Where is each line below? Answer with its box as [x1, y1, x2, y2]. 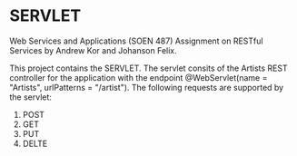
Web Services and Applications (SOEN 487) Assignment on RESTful [9, 35, 263, 46]
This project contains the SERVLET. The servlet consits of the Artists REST [9, 63, 288, 73]
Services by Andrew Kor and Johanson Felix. [9, 44, 177, 55]
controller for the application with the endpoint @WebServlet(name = [9, 72, 268, 83]
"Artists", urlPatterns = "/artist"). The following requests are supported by [9, 82, 284, 93]
